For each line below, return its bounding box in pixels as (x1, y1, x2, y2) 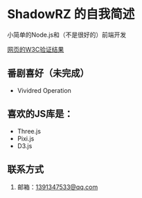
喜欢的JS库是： (7, 108, 74, 120)
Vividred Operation (17, 86, 71, 94)
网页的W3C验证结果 (7, 45, 64, 53)
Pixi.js (17, 134, 35, 143)
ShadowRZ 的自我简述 (7, 6, 135, 22)
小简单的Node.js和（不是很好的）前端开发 (7, 30, 127, 39)
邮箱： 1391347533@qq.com (17, 183, 98, 191)
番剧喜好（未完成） (7, 67, 89, 80)
